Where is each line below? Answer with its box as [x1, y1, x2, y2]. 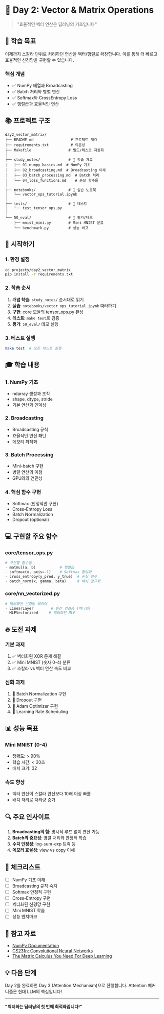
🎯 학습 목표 [5, 37, 37, 46]
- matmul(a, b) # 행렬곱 [5, 565, 75, 570]
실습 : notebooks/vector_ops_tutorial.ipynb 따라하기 [12, 302, 116, 308]
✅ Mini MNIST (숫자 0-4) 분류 [12, 659, 71, 666]
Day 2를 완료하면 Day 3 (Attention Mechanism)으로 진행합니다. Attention [5, 982, 147, 988]
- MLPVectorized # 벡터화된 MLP [5, 610, 76, 616]
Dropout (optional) [12, 517, 50, 522]
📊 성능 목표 [5, 724, 39, 732]
